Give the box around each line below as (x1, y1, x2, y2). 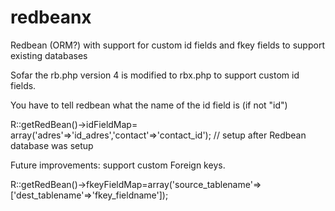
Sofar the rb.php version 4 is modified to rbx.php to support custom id (10, 69, 300, 81)
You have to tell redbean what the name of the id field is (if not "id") (10, 99, 288, 111)
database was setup (10, 139, 94, 151)
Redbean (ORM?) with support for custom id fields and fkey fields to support (10, 39, 325, 51)
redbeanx (10, 6, 92, 29)
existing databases (10, 49, 88, 61)
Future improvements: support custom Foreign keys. (10, 159, 226, 171)
